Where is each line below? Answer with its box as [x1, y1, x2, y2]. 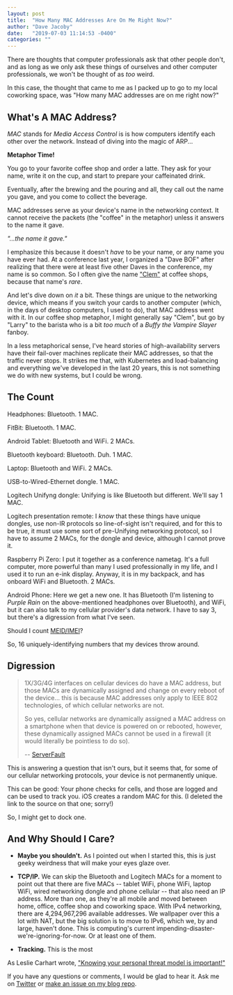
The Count [7, 391, 54, 403]
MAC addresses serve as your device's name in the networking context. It [7, 206, 219, 214]
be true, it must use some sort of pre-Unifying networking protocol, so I [7, 526, 212, 535]
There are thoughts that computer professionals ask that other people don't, [7, 55, 225, 63]
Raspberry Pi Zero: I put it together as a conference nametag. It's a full [7, 555, 209, 563]
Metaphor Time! [7, 151, 55, 159]
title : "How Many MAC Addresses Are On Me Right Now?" [7, 17, 172, 24]
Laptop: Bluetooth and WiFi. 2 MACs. [7, 464, 113, 472]
